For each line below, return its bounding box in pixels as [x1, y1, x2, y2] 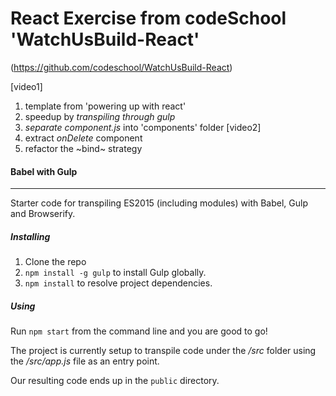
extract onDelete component [24, 132, 143, 144]
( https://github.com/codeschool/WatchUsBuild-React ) [10, 61, 233, 73]
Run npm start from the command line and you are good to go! [10, 325, 268, 337]
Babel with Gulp [10, 165, 78, 177]
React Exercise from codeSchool [10, 7, 287, 30]
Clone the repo [24, 256, 87, 268]
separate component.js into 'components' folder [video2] [24, 121, 262, 133]
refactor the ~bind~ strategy [24, 142, 143, 154]
